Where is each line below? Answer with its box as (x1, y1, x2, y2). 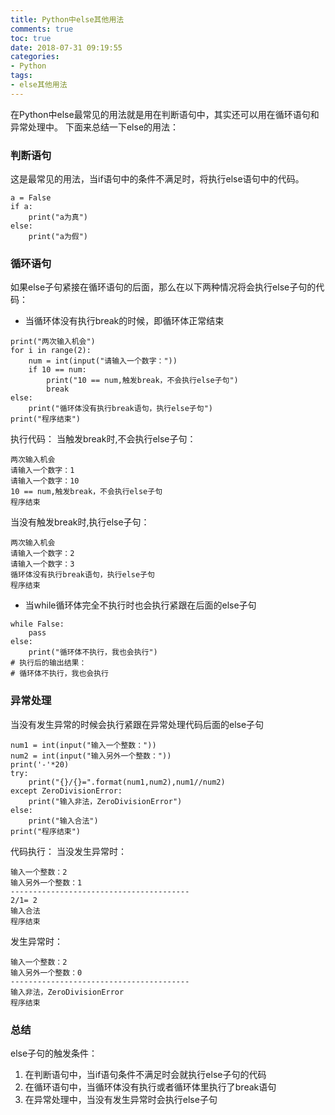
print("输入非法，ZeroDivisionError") (28, 796, 183, 806)
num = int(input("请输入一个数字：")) (28, 356, 178, 366)
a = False (10, 193, 52, 203)
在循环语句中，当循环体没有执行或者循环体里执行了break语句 (24, 1081, 277, 1093)
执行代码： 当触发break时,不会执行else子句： (10, 433, 197, 445)
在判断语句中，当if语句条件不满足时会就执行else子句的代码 (24, 1068, 267, 1080)
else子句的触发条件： (10, 1047, 98, 1059)
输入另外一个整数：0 (10, 967, 83, 978)
